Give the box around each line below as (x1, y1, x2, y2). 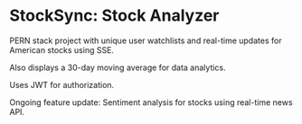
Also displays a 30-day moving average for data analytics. (9, 62, 226, 73)
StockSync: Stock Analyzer (9, 5, 220, 26)
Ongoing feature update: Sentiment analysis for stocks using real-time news (9, 96, 293, 108)
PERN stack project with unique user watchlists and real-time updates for (9, 35, 282, 46)
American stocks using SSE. (9, 44, 115, 55)
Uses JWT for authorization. (9, 79, 115, 90)
